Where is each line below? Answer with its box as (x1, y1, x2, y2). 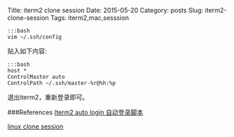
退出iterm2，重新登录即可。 (7, 93, 89, 102)
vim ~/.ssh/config (7, 33, 62, 40)
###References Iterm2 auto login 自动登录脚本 (7, 108, 144, 116)
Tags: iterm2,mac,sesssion (50, 13, 129, 22)
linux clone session (7, 122, 64, 131)
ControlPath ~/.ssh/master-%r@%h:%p (7, 80, 116, 87)
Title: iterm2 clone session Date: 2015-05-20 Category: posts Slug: (7, 6, 204, 14)
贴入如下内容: (7, 47, 48, 55)
